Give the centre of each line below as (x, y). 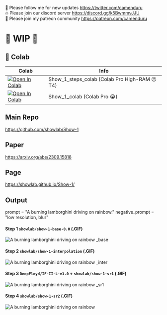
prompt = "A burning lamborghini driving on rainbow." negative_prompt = (80, 212)
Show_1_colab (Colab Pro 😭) (83, 97)
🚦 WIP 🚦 (22, 39)
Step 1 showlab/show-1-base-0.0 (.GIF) (44, 229)
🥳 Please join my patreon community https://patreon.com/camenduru (76, 18)
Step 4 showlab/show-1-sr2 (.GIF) (39, 296)
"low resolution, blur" (27, 217)
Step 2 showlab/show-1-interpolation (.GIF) (50, 251)
